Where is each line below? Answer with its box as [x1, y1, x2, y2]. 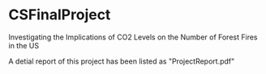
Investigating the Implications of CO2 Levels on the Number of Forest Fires [8, 32, 258, 42]
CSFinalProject [8, 6, 111, 24]
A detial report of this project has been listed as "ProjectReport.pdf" [8, 56, 235, 66]
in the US [8, 40, 39, 50]
